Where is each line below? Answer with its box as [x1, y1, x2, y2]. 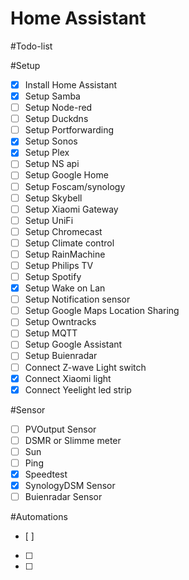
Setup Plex [24, 147, 70, 159]
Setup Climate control [24, 237, 115, 249]
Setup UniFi [24, 214, 74, 226]
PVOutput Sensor [24, 423, 97, 435]
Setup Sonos [24, 135, 78, 147]
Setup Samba [24, 90, 81, 102]
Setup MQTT [24, 327, 78, 339]
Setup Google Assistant [24, 338, 123, 351]
